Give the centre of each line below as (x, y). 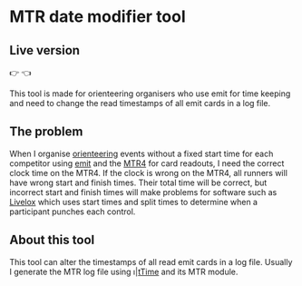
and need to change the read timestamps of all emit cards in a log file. (140, 103)
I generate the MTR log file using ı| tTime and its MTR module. (124, 271)
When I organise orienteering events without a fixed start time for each (141, 153)
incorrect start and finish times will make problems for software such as (143, 192)
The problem (46, 132)
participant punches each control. (73, 212)
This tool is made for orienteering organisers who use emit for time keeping (150, 94)
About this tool (52, 240)
